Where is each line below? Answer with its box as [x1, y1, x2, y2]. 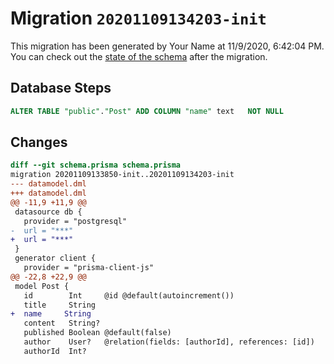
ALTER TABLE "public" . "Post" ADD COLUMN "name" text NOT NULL [10, 106, 284, 116]
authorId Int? [23, 346, 87, 356]
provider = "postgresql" [23, 216, 128, 226]
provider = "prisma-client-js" [23, 263, 155, 273]
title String [23, 300, 97, 310]
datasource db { [14, 207, 83, 217]
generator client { [14, 253, 97, 264]
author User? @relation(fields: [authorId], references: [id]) [23, 337, 315, 347]
